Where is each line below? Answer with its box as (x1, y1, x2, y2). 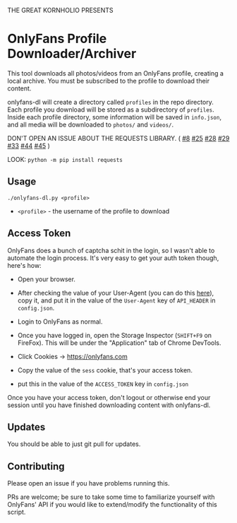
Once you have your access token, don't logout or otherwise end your (7, 393, 211, 401)
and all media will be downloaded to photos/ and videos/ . (7, 120, 174, 129)
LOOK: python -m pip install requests (7, 155, 123, 163)
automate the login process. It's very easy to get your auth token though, (7, 254, 219, 262)
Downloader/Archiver (7, 46, 137, 62)
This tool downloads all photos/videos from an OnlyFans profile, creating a (7, 69, 224, 77)
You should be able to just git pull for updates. (7, 440, 141, 448)
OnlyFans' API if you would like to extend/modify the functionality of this (7, 500, 217, 509)
